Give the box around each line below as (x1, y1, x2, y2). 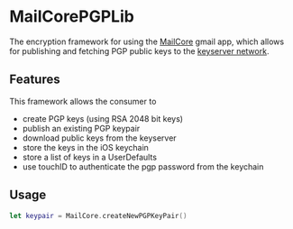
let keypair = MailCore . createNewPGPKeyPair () (9, 211, 188, 220)
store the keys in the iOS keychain (22, 142, 149, 152)
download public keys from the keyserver (22, 133, 178, 143)
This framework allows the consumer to (9, 96, 157, 106)
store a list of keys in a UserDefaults (22, 151, 158, 162)
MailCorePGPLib (9, 6, 135, 27)
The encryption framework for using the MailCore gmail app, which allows (9, 36, 285, 47)
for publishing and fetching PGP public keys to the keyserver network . (9, 45, 270, 56)
